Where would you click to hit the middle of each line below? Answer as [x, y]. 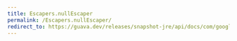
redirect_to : [26, 26]
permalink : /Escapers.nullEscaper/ [60, 20]
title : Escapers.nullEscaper [50, 14]
